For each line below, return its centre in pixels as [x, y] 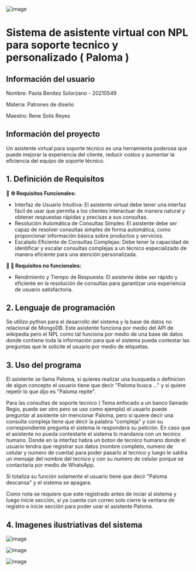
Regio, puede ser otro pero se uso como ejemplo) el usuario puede [87, 409]
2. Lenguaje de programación [61, 308]
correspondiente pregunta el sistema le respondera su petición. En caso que [98, 428]
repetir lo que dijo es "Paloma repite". [51, 391]
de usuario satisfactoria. [44, 289]
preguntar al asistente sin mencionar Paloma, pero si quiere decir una [90, 415]
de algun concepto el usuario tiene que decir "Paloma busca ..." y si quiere [96, 386]
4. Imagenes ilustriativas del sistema [74, 524]
